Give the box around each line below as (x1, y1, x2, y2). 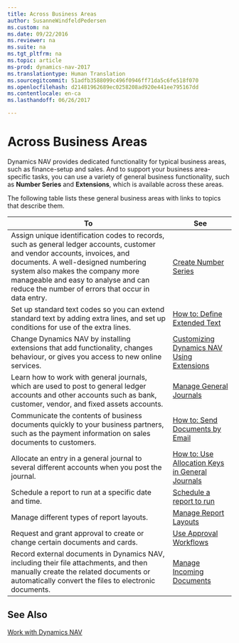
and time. (11, 496, 43, 506)
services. (11, 360, 42, 370)
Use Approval (172, 528, 218, 538)
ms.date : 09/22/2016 (7, 30, 69, 38)
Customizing (172, 333, 215, 343)
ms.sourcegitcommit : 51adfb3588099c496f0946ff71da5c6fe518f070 (7, 76, 199, 84)
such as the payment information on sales (11, 428, 151, 438)
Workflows (172, 537, 208, 547)
